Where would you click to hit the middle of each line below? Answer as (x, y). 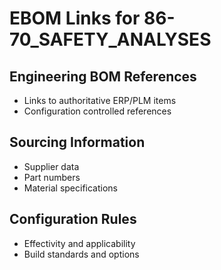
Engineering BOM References (103, 76)
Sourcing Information (77, 142)
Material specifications (71, 188)
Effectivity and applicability (79, 243)
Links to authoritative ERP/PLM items (100, 100)
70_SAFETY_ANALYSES (110, 39)
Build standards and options (81, 254)
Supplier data (51, 166)
